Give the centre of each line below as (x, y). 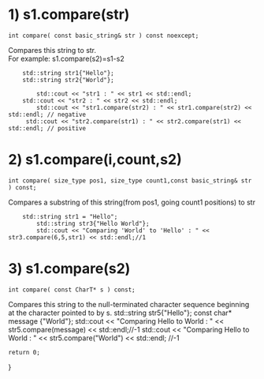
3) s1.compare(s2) (69, 269)
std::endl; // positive (47, 128)
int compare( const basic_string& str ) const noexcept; (104, 36)
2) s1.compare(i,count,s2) (95, 160)
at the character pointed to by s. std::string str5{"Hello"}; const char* (120, 313)
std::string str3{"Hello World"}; (93, 223)
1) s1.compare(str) (69, 15)
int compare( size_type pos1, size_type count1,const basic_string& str (130, 180)
